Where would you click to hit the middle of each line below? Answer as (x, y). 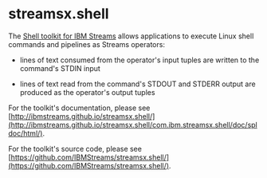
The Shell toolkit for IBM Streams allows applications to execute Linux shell (131, 36)
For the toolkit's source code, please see (75, 148)
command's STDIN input (60, 68)
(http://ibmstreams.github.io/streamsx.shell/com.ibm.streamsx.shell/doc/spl (133, 125)
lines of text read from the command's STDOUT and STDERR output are (138, 84)
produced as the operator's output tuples (87, 92)
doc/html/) (26, 133)
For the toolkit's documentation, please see (79, 108)
